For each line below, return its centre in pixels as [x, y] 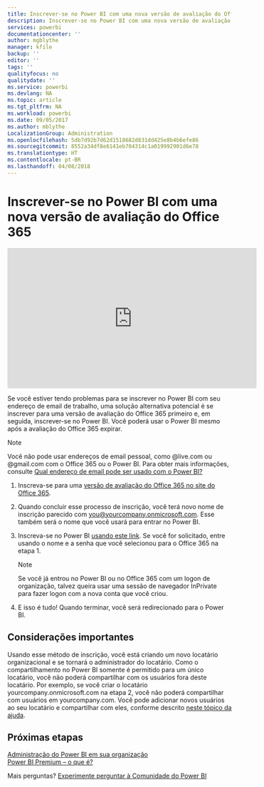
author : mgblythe [33, 41]
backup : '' [23, 54]
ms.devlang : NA [30, 93]
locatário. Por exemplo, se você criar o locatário [78, 684]
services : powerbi [35, 27]
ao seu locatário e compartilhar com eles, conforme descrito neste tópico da [120, 707]
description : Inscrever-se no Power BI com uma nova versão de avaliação [119, 21]
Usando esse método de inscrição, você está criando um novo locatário [113, 654]
